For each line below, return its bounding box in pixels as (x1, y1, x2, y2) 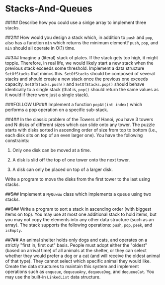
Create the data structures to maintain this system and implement (5, 263, 139, 269)
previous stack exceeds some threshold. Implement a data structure (5, 65, 145, 71)
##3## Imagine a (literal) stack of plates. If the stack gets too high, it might (5, 54, 158, 60)
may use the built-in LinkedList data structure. (5, 274, 101, 280)
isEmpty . (5, 227, 22, 233)
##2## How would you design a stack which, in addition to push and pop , (5, 34, 154, 40)
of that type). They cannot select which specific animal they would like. (5, 258, 151, 264)
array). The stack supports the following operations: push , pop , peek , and (5, 222, 153, 228)
